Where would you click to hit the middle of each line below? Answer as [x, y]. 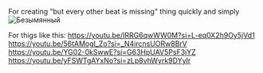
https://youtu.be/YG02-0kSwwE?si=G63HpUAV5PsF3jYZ [102, 52]
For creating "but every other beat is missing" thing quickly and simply [124, 12]
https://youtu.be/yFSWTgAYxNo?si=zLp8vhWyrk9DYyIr [100, 60]
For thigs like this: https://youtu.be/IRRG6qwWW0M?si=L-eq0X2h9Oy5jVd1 [131, 35]
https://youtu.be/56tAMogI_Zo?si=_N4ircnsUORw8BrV [98, 44]
